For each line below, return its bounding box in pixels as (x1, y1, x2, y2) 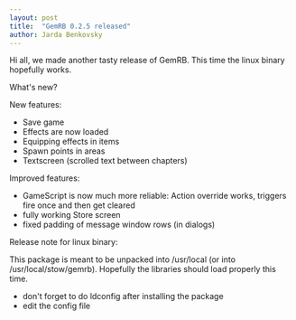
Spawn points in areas (22, 146, 106, 156)
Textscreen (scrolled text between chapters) (22, 155, 188, 166)
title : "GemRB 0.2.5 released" (9, 22, 131, 31)
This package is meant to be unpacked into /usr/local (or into (9, 254, 236, 265)
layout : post (9, 13, 59, 23)
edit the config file (22, 300, 91, 312)
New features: (9, 99, 62, 110)
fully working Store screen (22, 210, 121, 221)
